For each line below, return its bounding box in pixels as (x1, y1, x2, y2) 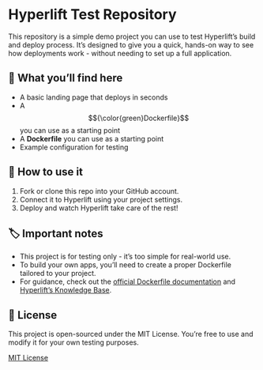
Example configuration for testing (19, 142, 129, 152)
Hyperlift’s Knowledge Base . (19, 285, 112, 295)
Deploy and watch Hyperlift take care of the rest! (19, 203, 178, 213)
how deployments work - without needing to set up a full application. (8, 48, 232, 58)
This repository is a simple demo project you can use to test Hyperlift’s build (8, 32, 256, 41)
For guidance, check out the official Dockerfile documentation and (19, 277, 235, 286)
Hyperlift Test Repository (8, 6, 177, 24)
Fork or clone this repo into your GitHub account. (19, 186, 179, 195)
